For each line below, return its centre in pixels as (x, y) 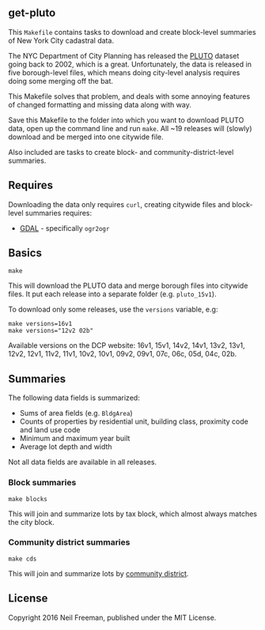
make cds (23, 559)
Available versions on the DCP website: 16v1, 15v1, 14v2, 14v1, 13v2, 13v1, (127, 345)
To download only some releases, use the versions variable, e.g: (113, 309)
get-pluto (32, 13)
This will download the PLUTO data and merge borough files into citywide (128, 286)
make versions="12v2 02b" (51, 331)
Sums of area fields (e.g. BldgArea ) (76, 413)
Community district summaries (69, 542)
